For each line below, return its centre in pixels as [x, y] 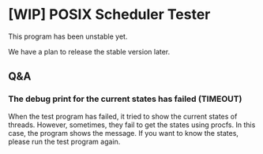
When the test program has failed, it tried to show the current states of [123, 116]
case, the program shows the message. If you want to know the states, [124, 133]
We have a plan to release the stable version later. [89, 51]
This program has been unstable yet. [68, 36]
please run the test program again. [64, 141]
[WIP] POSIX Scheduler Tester [109, 15]
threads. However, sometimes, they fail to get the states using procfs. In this [132, 125]
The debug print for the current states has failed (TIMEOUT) [125, 99]
